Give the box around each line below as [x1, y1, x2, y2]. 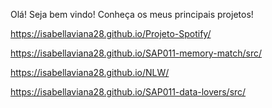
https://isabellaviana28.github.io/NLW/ [10, 67, 170, 78]
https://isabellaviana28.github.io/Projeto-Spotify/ [10, 28, 212, 39]
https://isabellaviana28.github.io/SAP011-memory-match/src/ [10, 47, 262, 59]
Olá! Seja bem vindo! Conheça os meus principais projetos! [10, 9, 254, 20]
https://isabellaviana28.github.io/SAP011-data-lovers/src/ [10, 86, 247, 98]
